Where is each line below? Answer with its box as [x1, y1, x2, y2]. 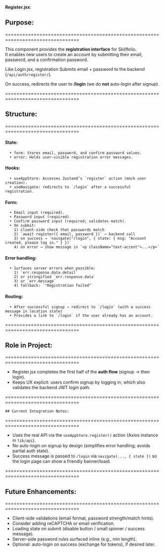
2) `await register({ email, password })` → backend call [14, 232, 135, 237]
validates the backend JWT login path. [12, 385, 91, 391]
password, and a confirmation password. [5, 57, 88, 62]
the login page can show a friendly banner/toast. [12, 459, 111, 464]
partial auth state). [12, 448, 50, 454]
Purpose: [5, 18, 34, 27]
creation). [5, 181, 28, 185]
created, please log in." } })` [5, 241, 71, 245]
